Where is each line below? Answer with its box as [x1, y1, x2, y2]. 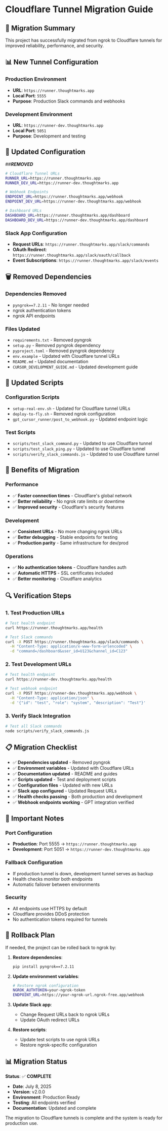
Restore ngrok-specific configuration [20, 1042, 97, 1048]
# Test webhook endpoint [5, 686, 58, 691]
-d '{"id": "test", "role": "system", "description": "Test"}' [10, 700, 146, 705]
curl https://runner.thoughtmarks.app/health [5, 625, 103, 630]
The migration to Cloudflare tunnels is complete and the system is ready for [5, 1115, 163, 1121]
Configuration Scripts [5, 394, 60, 401]
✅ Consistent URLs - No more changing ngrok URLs [12, 528, 122, 534]
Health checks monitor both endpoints [12, 876, 93, 882]
